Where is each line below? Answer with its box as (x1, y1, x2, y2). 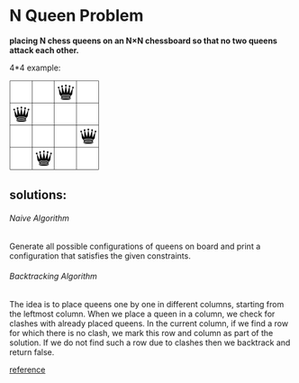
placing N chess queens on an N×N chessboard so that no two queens (9, 35, 277, 46)
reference (9, 364, 46, 375)
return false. (9, 346, 55, 357)
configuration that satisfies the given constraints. (9, 250, 191, 261)
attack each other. (9, 44, 79, 55)
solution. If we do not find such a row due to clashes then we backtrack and (9, 337, 291, 348)
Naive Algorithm (9, 213, 70, 223)
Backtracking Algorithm (9, 271, 97, 282)
